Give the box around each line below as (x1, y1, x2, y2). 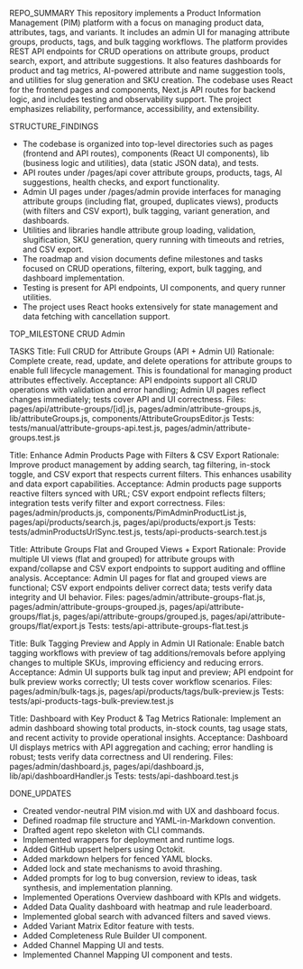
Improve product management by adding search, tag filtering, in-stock (9, 459, 271, 470)
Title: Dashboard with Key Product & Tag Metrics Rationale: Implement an (9, 713, 281, 724)
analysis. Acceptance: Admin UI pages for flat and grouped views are (9, 573, 268, 583)
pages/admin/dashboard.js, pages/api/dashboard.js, (9, 761, 205, 771)
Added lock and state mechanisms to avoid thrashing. (22, 863, 223, 873)
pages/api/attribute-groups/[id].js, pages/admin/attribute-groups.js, (9, 403, 262, 414)
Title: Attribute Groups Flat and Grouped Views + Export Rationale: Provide (9, 544, 287, 554)
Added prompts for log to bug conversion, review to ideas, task (22, 872, 257, 883)
